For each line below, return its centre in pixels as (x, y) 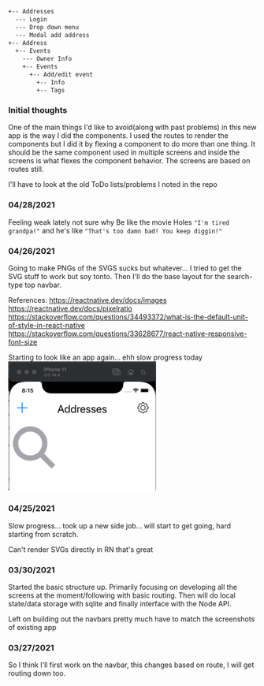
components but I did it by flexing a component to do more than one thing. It (132, 144)
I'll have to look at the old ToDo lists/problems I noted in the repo (113, 185)
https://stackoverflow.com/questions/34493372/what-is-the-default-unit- (128, 317)
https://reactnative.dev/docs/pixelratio (70, 308)
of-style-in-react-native (46, 325)
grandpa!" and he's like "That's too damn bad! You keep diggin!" (115, 230)
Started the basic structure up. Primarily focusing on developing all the (123, 587)
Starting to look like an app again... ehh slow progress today (106, 357)
